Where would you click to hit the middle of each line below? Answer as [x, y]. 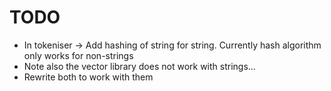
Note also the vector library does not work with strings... [139, 66]
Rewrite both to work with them [88, 77]
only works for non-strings [78, 55]
